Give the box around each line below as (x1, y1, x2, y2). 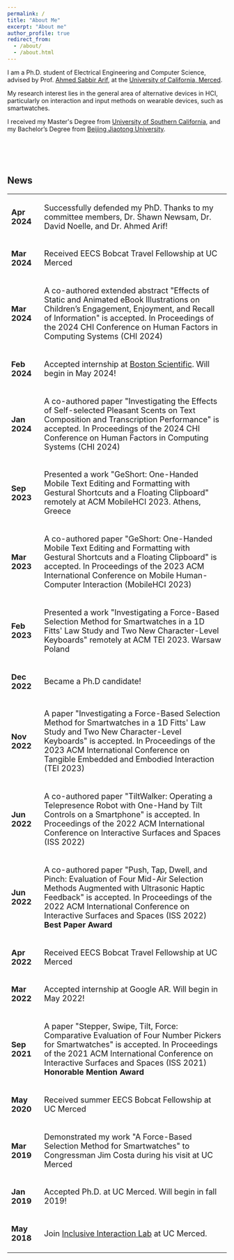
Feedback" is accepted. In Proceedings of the (44, 892, 212, 902)
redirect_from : (7, 36, 52, 43)
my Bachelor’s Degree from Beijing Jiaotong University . (7, 125, 166, 133)
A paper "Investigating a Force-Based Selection (44, 709, 221, 719)
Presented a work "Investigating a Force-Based (44, 607, 219, 617)
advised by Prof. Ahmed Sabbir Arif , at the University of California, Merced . (7, 75, 223, 84)
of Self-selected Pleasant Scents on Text (44, 405, 196, 415)
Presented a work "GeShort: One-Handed (44, 470, 198, 479)
